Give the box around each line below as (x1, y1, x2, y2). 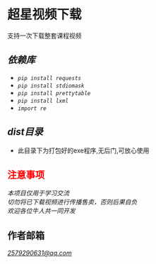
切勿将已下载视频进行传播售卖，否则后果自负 (7, 198, 138, 207)
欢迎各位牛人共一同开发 (7, 207, 76, 215)
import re (17, 104, 47, 112)
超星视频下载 (7, 6, 83, 23)
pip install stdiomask (17, 82, 85, 89)
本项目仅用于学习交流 (7, 189, 69, 197)
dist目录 (7, 126, 44, 138)
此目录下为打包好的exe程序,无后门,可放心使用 (17, 146, 150, 155)
